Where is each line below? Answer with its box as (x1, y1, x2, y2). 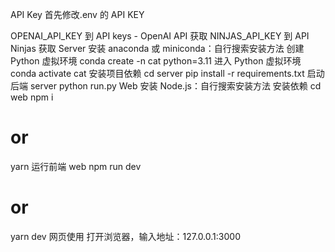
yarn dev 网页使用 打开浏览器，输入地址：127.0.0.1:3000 (10, 230, 241, 242)
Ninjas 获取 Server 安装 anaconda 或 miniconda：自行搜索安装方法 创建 (10, 43, 305, 54)
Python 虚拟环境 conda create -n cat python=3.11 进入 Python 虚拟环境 (10, 55, 302, 67)
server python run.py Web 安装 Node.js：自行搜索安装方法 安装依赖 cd (29, 80, 322, 92)
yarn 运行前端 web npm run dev (10, 160, 142, 172)
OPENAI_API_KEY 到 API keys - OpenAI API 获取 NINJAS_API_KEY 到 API (10, 30, 310, 42)
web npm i (10, 91, 54, 103)
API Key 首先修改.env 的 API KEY (10, 9, 145, 20)
